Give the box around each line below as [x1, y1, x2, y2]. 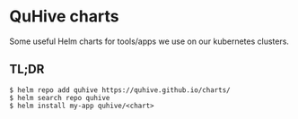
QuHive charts [9, 6, 119, 27]
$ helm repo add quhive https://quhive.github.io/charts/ [9, 85, 231, 95]
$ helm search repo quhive [9, 93, 110, 102]
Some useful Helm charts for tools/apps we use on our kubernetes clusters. [9, 36, 290, 47]
